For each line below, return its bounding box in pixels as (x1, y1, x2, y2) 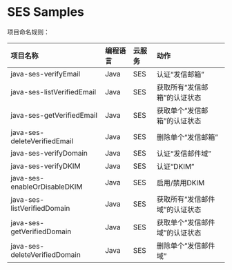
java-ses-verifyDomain (10, 148, 88, 158)
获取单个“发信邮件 (156, 218, 215, 227)
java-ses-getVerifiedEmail (10, 110, 98, 120)
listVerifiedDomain (10, 203, 70, 213)
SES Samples (7, 4, 85, 20)
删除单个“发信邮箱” (156, 132, 219, 142)
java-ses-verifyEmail (10, 69, 81, 79)
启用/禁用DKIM (156, 178, 205, 187)
